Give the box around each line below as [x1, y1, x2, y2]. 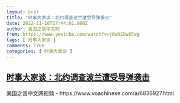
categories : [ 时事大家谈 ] [6, 48, 73, 55]
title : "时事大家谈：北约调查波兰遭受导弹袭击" [6, 15, 112, 21]
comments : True [6, 43, 45, 49]
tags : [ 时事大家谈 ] [6, 37, 56, 43]
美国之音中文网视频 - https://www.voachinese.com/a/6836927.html [6, 89, 175, 97]
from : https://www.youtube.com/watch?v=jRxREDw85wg [6, 32, 139, 38]
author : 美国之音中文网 [6, 25, 60, 32]
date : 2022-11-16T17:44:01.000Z [6, 20, 88, 26]
